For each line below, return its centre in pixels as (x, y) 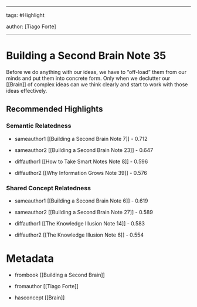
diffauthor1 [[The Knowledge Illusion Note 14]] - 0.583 (80, 223)
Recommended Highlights (55, 109)
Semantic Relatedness (39, 126)
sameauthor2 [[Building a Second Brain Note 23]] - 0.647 (84, 150)
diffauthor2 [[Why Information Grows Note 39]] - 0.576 (81, 173)
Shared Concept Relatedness (48, 188)
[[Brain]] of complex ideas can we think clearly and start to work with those (97, 84)
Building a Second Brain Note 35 (86, 56)
